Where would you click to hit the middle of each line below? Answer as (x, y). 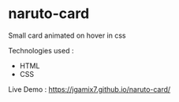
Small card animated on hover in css (67, 35)
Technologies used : (41, 50)
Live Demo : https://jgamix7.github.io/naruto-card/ (89, 89)
